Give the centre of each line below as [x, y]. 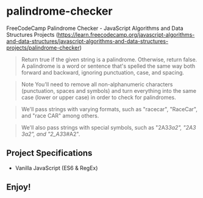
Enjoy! [19, 187]
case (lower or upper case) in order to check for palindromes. [98, 97]
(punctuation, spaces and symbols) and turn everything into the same [109, 90]
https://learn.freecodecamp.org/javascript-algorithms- [126, 34]
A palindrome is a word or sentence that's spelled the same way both [108, 66]
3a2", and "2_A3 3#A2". [51, 134]
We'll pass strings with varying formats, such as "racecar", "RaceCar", [109, 109]
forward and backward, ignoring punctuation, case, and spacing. [103, 72]
